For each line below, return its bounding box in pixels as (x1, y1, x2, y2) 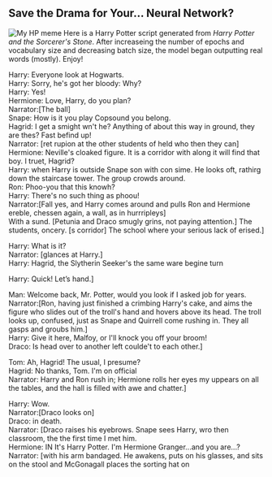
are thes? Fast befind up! (8, 130, 92, 140)
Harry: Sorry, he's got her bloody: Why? (8, 78, 142, 88)
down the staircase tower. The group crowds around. (8, 173, 186, 183)
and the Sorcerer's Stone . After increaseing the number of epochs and (8, 37, 245, 46)
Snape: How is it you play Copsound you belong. (8, 113, 171, 123)
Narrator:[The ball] (8, 104, 71, 114)
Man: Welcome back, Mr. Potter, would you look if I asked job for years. (8, 289, 247, 299)
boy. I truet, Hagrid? (8, 156, 75, 166)
